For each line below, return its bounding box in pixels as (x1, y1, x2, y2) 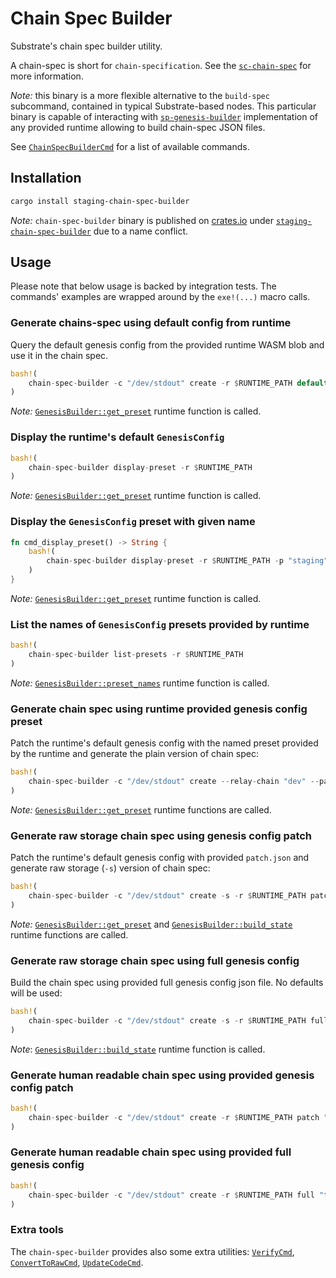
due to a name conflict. (93, 225, 189, 237)
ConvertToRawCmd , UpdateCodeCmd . (10, 1256, 144, 1268)
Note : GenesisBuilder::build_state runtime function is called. (10, 1043, 266, 1055)
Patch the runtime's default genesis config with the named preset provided (10, 737, 319, 749)
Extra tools (10, 1223, 64, 1237)
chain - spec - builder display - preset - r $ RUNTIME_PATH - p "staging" (46, 556, 329, 566)
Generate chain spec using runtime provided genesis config (10, 702, 308, 716)
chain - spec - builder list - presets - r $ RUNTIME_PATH (28, 650, 244, 660)
